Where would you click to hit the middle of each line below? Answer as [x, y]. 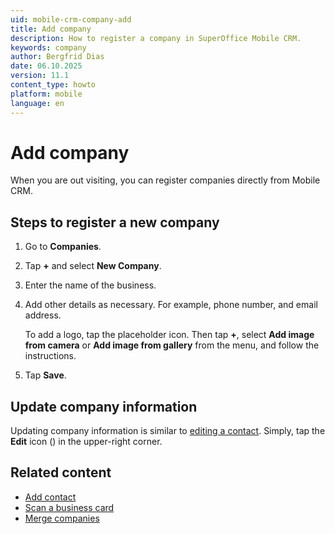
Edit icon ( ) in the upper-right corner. [86, 442]
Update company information [104, 406]
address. [43, 315]
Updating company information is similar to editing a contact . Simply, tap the [168, 431]
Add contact [50, 497]
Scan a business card [69, 507]
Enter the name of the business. [90, 285]
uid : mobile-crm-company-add [71, 19]
